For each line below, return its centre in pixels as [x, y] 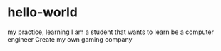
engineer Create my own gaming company [70, 39]
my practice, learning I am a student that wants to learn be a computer [110, 32]
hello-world [43, 12]
